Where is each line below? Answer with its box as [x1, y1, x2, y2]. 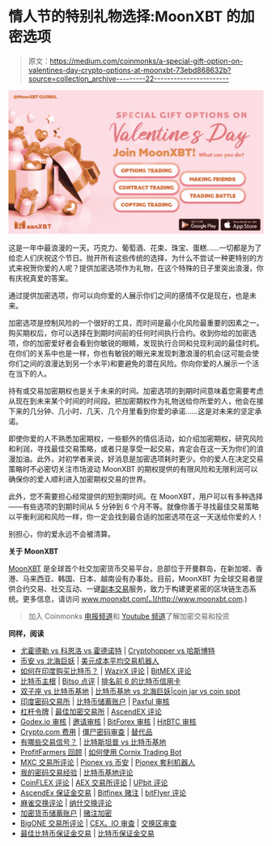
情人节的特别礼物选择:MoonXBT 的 [8, 7, 241, 26]
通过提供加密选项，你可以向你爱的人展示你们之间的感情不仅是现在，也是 [8, 291, 249, 300]
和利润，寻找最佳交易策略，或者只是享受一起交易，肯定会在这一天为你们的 [8, 444, 257, 454]
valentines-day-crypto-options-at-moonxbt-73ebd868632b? [28, 65, 232, 75]
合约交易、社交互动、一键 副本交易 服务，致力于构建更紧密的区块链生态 [15, 584, 249, 593]
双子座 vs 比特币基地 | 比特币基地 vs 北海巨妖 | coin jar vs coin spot [19, 687, 240, 697]
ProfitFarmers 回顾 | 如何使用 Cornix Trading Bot [19, 748, 182, 758]
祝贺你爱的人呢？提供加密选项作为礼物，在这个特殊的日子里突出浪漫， [22, 263, 257, 273]
